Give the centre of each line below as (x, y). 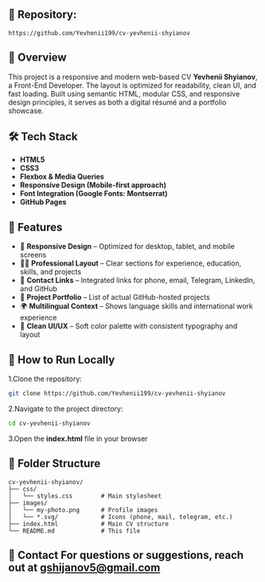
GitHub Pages (43, 202)
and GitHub (39, 289)
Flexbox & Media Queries (62, 177)
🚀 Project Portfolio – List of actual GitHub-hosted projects (115, 297)
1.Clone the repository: (45, 379)
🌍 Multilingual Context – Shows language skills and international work (136, 306)
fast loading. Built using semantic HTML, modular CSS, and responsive (124, 93)
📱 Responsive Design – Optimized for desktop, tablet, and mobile (127, 246)
